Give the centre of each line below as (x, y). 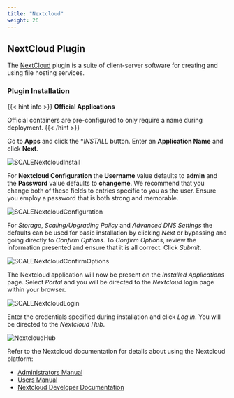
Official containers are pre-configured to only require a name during (105, 120)
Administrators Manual (50, 372)
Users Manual (37, 380)
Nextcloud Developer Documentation (71, 387)
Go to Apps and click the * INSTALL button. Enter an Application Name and (115, 141)
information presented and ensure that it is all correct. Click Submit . (104, 247)
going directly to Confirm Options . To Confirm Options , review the (102, 240)
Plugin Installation (38, 91)
